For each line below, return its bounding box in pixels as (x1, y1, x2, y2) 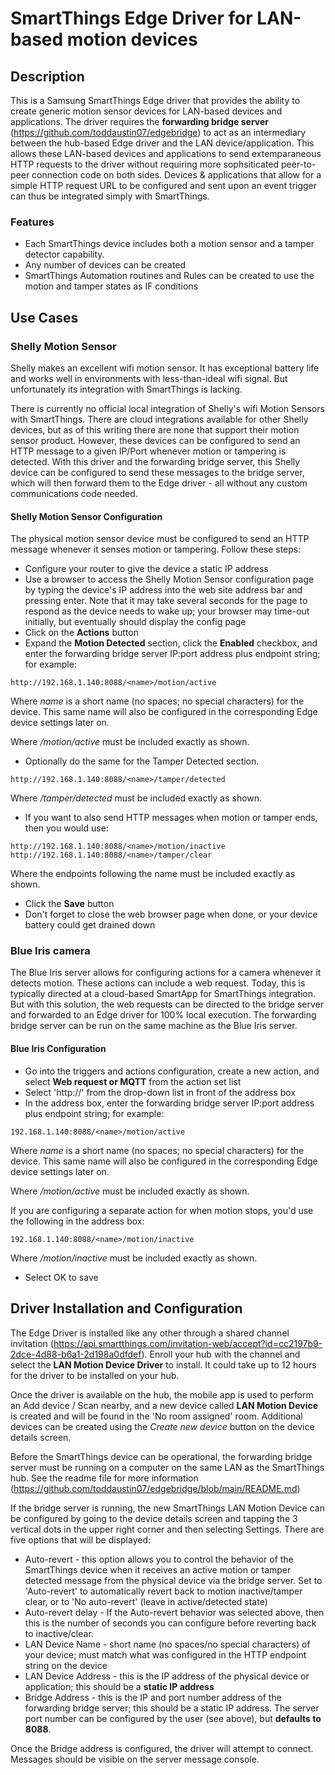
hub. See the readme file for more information (10, 1472, 199, 1484)
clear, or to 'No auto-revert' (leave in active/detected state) (24, 1595, 268, 1607)
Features (10, 215, 55, 229)
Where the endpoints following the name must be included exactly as (10, 868, 296, 880)
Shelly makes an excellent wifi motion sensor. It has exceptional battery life (10, 362, 320, 374)
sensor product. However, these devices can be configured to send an (10, 434, 301, 446)
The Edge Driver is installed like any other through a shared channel (10, 1327, 290, 1339)
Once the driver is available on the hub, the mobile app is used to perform (10, 1388, 314, 1401)
